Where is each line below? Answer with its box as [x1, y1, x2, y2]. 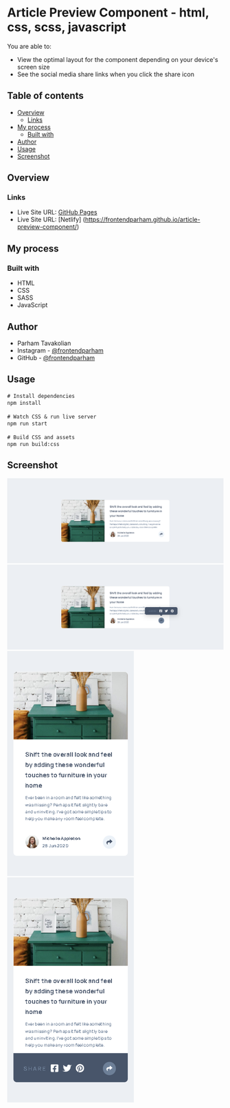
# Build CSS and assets [7, 434, 76, 441]
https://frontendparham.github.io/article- [84, 215, 200, 224]
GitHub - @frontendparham [16, 353, 95, 362]
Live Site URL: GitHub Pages [16, 208, 97, 217]
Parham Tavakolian [16, 339, 71, 347]
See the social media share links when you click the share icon [16, 70, 194, 78]
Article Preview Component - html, [7, 5, 209, 21]
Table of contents [7, 90, 84, 102]
